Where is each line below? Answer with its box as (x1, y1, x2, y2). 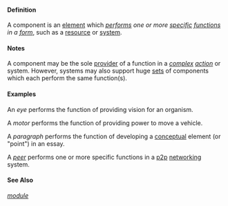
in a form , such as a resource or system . (7, 28, 122, 37)
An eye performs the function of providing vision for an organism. (7, 105, 193, 113)
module (7, 191, 29, 200)
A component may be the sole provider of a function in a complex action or (7, 59, 221, 68)
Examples (7, 90, 37, 98)
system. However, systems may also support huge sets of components (7, 66, 209, 75)
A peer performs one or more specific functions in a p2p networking (7, 153, 202, 161)
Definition (7, 6, 37, 14)
